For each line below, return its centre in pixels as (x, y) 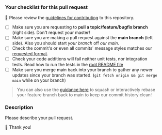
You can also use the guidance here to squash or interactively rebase (86, 90)
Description (19, 107)
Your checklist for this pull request (47, 7)
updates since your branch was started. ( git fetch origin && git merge (85, 75)
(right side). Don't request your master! (51, 32)
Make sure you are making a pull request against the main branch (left (82, 38)
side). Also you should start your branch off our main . (66, 43)
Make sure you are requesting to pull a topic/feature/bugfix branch (80, 27)
